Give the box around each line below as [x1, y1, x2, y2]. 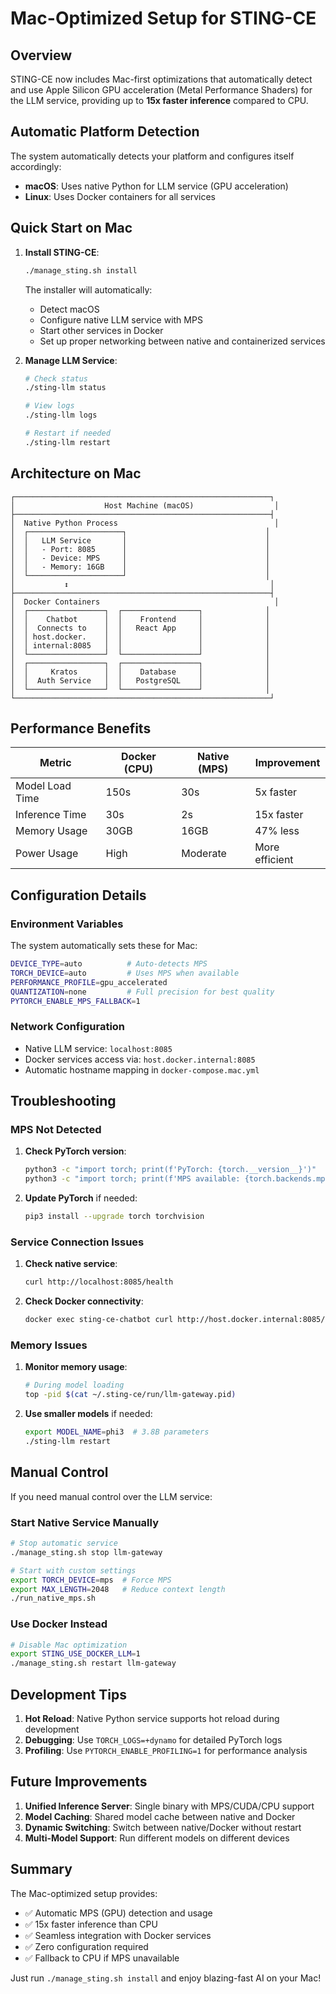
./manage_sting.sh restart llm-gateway [10, 1658, 177, 1669]
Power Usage [15, 847, 79, 861]
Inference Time [15, 808, 87, 822]
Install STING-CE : [24, 246, 100, 258]
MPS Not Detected [10, 1123, 102, 1137]
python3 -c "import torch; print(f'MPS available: [24, 1174, 241, 1184]
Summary [10, 1861, 73, 1878]
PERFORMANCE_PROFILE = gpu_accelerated [10, 977, 168, 987]
